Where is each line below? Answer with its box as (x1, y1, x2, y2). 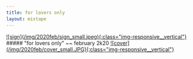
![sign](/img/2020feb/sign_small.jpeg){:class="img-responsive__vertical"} (6, 33, 187, 40)
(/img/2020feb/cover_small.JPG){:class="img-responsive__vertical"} (6, 45, 175, 53)
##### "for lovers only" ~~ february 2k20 (6, 39, 109, 46)
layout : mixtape (6, 15, 46, 22)
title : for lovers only (6, 10, 66, 15)
